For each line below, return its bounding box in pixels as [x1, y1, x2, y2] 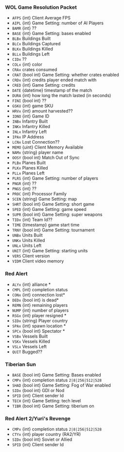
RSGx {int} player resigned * [12, 312, 67, 318]
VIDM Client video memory [12, 258, 64, 264]
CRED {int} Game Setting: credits [12, 82, 75, 88]
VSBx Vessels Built [12, 333, 48, 339]
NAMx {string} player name [12, 150, 64, 155]
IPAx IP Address [12, 134, 44, 140]
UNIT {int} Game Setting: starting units [12, 248, 88, 254]
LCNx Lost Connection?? [12, 139, 60, 145]
